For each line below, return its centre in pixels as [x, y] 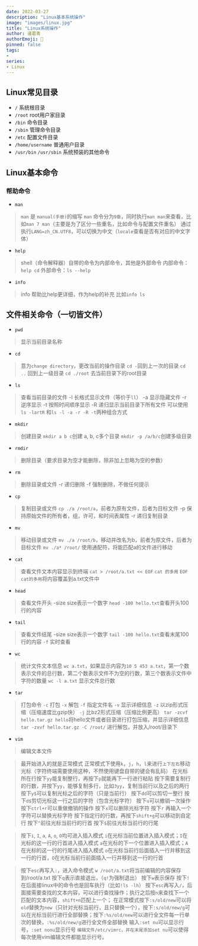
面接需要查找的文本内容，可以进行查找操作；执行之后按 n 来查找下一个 [105, 892]
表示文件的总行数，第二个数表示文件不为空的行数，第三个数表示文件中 [106, 673]
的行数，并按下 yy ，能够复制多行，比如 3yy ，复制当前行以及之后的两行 [105, 785]
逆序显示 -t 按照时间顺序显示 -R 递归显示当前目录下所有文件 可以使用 [104, 404]
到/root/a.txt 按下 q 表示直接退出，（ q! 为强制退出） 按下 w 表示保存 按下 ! [105, 877]
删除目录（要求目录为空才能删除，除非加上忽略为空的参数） [93, 460]
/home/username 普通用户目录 [49, 145]
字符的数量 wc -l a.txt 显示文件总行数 [68, 680]
